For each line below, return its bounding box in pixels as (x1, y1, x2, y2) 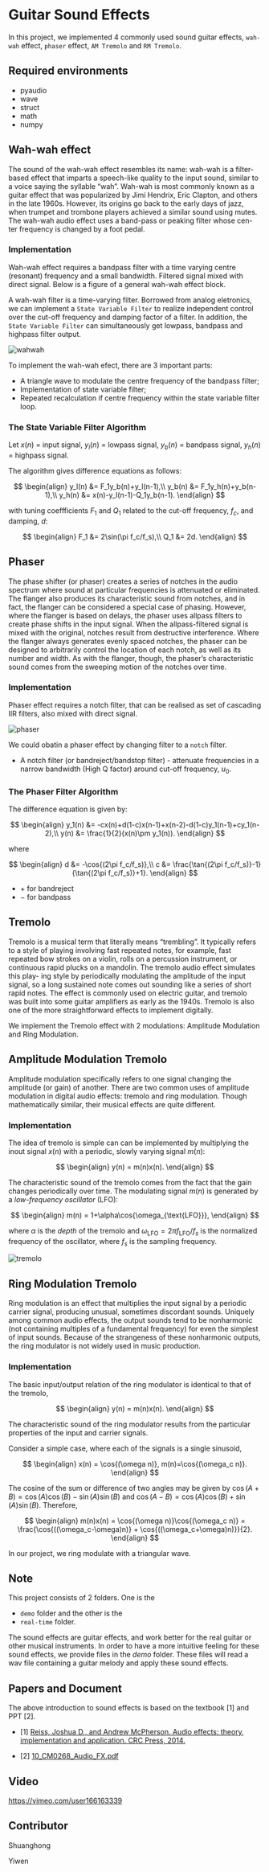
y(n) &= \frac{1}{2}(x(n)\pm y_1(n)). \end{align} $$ (59, 828, 226, 838)
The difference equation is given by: (8, 804, 128, 814)
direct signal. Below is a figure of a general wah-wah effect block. (8, 279, 226, 289)
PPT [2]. (8, 1711, 36, 1722)
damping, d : (8, 516, 48, 526)
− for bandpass (19, 892, 71, 901)
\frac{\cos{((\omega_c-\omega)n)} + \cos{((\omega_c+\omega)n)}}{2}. (17, 1524, 253, 1533)
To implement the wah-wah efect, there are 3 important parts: (8, 360, 213, 370)
